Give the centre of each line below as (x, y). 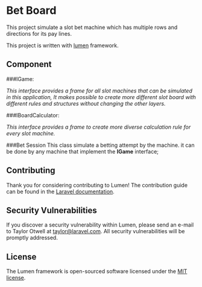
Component (29, 64)
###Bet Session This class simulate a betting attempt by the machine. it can (100, 145)
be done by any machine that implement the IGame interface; (82, 151)
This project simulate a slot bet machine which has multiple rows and (92, 27)
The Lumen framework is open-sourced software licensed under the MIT (97, 271)
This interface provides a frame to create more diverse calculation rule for (99, 127)
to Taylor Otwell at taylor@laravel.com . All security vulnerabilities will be (96, 231)
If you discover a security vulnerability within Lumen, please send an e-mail (100, 225)
